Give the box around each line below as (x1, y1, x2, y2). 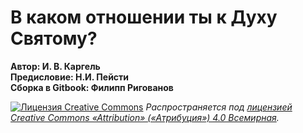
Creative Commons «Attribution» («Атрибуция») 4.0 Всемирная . (10, 111, 280, 123)
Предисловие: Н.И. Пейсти (10, 71, 130, 83)
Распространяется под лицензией (145, 101, 293, 113)
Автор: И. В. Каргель (10, 60, 101, 72)
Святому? (10, 27, 98, 50)
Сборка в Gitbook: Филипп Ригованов (10, 81, 174, 93)
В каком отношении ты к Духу (10, 6, 278, 29)
